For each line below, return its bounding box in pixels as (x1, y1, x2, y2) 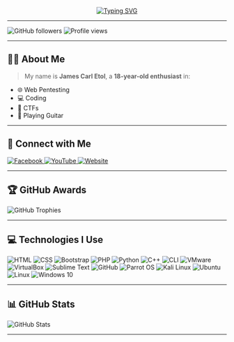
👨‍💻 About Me (7, 53, 65, 66)
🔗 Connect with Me (7, 138, 92, 150)
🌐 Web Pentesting (17, 85, 70, 94)
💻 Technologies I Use (7, 234, 104, 246)
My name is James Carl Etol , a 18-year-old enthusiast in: (24, 72, 191, 80)
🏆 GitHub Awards (7, 184, 87, 196)
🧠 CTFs (17, 103, 39, 112)
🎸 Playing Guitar (17, 111, 64, 119)
